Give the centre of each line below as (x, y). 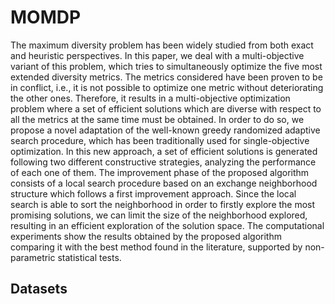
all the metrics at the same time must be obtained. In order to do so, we (157, 119)
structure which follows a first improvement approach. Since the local (153, 193)
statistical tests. (89, 257)
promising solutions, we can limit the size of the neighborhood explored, (159, 215)
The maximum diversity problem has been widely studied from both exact (162, 45)
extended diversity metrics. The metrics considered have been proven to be (166, 77)
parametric (33, 257)
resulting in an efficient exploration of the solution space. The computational (167, 225)
